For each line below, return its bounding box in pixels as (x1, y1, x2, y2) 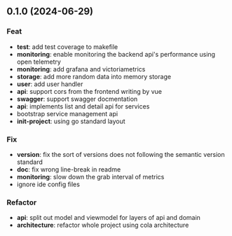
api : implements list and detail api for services (16, 102, 150, 111)
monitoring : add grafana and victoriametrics (16, 64, 146, 73)
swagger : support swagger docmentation (16, 95, 138, 103)
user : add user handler (16, 80, 83, 88)
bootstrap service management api (16, 109, 118, 118)
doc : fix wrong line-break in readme (16, 165, 121, 174)
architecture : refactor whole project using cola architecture (16, 221, 189, 230)
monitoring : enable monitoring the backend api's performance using (16, 50, 215, 58)
